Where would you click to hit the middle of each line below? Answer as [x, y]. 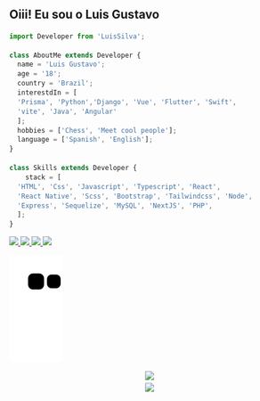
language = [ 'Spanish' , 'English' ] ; [85, 140]
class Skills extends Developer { [73, 168]
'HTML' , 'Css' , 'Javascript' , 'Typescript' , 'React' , [119, 186]
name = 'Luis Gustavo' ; [61, 65]
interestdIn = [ [47, 93]
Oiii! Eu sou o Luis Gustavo [85, 15]
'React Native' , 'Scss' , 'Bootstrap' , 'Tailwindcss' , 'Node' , [135, 196]
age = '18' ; [40, 74]
